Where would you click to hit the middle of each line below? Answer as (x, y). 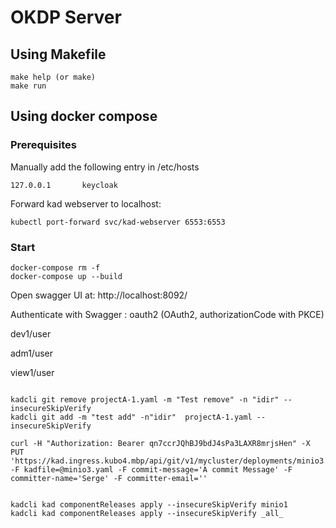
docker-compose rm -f (55, 267)
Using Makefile (58, 54)
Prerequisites (43, 145)
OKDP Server (66, 17)
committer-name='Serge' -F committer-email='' (109, 478)
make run (28, 86)
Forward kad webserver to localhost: (86, 203)
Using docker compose (84, 116)
